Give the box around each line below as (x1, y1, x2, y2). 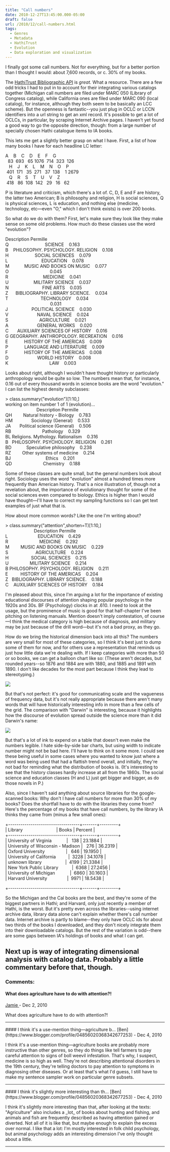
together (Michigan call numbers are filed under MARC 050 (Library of (5, 90, 152, 96)
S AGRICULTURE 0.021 (5, 317, 86, 323)
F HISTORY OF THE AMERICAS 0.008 (5, 349, 102, 355)
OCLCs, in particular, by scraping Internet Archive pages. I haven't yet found (5, 117, 164, 123)
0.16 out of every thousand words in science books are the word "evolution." (5, 380, 164, 387)
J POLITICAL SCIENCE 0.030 (5, 306, 92, 312)
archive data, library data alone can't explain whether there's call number (5, 911, 158, 917)
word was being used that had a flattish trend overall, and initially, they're (5, 758, 158, 764)
